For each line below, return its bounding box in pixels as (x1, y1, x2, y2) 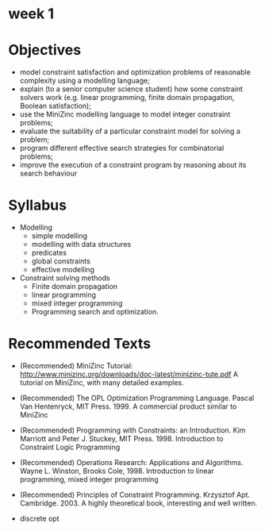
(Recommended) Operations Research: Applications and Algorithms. (19, 458, 244, 467)
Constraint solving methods (19, 273, 110, 283)
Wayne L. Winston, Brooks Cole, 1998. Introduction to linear (19, 466, 214, 475)
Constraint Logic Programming (19, 442, 121, 452)
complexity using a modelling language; (19, 76, 151, 86)
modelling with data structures (31, 240, 132, 249)
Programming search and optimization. (31, 307, 159, 317)
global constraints (31, 256, 91, 266)
